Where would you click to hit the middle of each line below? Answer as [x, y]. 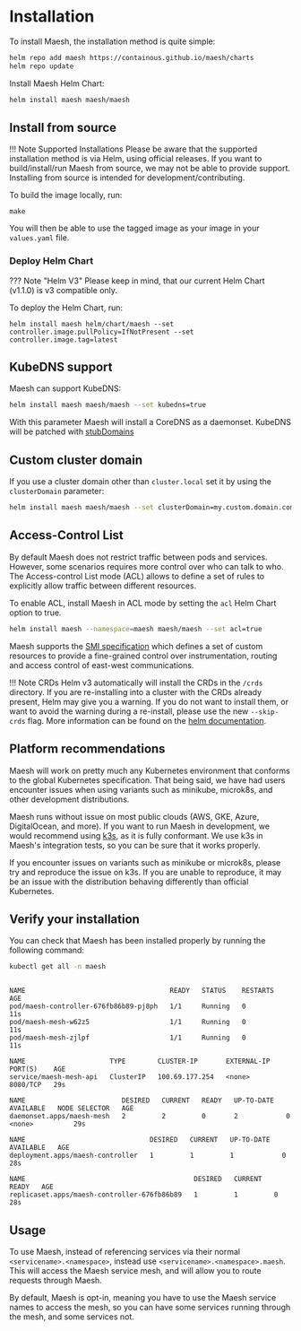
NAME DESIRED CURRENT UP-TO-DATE [140, 1140]
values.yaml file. [39, 238]
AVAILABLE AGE [39, 1148]
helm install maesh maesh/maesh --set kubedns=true [107, 405]
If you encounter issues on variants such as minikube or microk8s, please [145, 862]
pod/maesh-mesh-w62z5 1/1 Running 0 [128, 1022]
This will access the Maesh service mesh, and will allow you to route [135, 1271]
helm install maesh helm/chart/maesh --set [92, 324]
